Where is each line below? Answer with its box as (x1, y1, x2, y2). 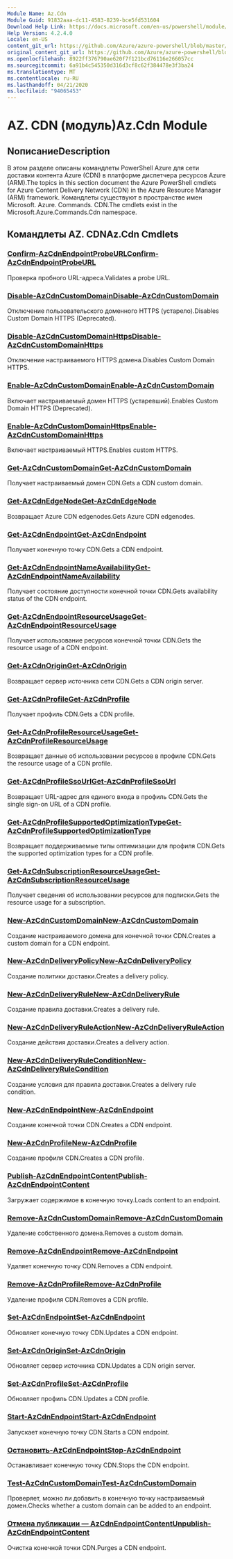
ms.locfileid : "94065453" (7, 88, 82, 95)
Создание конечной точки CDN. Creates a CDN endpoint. (7, 1121, 173, 1129)
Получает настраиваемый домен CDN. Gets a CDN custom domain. (7, 479, 203, 487)
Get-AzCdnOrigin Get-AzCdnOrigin (7, 661, 127, 671)
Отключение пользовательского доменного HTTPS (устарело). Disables (7, 307, 220, 315)
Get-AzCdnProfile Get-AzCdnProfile (7, 694, 130, 704)
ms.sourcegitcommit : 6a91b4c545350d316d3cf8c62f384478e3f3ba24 (7, 62, 194, 69)
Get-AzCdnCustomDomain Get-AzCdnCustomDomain (7, 463, 192, 473)
